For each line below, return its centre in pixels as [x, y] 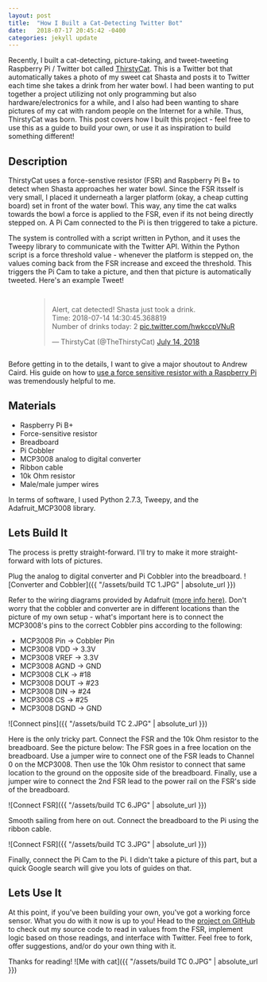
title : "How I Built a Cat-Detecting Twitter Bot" [95, 23]
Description [38, 161]
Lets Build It [38, 533]
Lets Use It [35, 893]
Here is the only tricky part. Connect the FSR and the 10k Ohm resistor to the [133, 739]
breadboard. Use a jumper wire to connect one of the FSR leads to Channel [131, 756]
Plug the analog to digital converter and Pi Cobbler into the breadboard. [125, 576]
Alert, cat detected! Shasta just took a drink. [124, 310]
